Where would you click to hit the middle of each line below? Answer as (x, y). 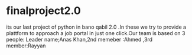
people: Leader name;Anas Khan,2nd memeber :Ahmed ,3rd (79, 39)
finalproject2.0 (43, 11)
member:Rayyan (26, 46)
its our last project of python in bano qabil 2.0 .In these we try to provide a (96, 27)
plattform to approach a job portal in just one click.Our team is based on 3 (96, 33)
